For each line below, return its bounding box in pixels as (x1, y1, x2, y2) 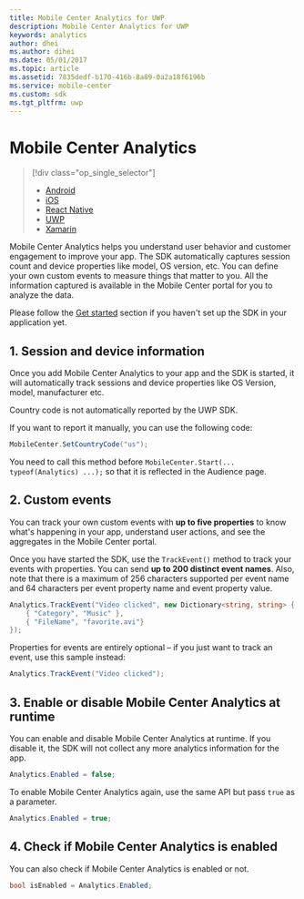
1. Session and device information (9, 343, 205, 359)
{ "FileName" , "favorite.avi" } (25, 617, 145, 627)
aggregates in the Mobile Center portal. (9, 536, 157, 547)
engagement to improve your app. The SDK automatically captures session (9, 251, 291, 262)
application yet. (9, 317, 67, 328)
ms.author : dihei (9, 47, 76, 56)
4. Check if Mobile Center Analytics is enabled (9, 839, 278, 854)
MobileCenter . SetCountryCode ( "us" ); (9, 440, 148, 449)
